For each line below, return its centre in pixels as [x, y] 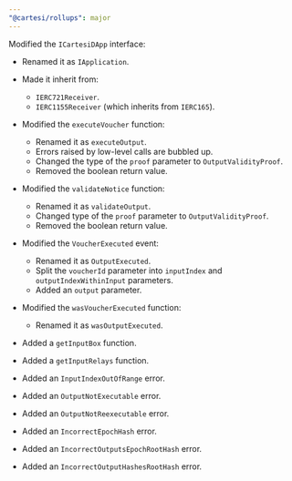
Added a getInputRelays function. [85, 360]
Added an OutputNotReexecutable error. [95, 413]
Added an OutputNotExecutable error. [91, 395]
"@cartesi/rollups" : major [60, 18]
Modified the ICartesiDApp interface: [77, 44]
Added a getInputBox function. [79, 343]
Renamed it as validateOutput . [93, 206]
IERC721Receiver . [68, 97]
